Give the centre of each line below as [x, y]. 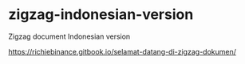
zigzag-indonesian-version [101, 15]
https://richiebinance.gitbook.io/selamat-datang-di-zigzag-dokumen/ [122, 51]
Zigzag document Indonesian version [69, 36]
